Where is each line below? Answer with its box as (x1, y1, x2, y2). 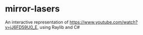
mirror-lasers (5, 3, 60, 14)
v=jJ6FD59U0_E (5, 24, 37, 30)
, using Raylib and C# (37, 24, 80, 30)
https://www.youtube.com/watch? (70, 19, 138, 25)
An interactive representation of (5, 19, 69, 25)
